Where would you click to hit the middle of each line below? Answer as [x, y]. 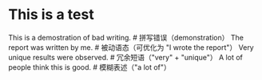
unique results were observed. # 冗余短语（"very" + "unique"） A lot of [126, 57]
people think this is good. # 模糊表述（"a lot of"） [90, 67]
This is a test [51, 15]
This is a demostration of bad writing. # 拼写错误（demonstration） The [126, 37]
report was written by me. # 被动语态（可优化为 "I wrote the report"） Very [131, 47]
